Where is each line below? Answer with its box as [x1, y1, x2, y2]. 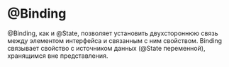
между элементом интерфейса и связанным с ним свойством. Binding [7, 36, 222, 44]
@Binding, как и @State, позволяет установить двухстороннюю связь [7, 29, 218, 37]
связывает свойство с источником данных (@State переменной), [7, 44, 206, 52]
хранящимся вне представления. [7, 51, 108, 60]
